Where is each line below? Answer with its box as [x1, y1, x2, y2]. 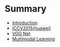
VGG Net [12, 30, 31, 36]
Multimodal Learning [12, 36, 55, 42]
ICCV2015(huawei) [12, 25, 51, 31]
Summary [5, 3, 46, 15]
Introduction [12, 20, 38, 26]
